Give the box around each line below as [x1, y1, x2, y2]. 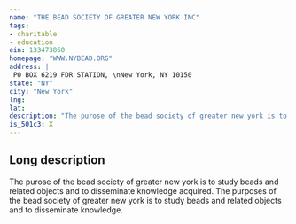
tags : [9, 21, 29, 30]
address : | [9, 63, 50, 72]
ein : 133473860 [9, 46, 66, 55]
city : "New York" [9, 87, 74, 96]
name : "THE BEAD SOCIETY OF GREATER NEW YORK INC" [9, 12, 200, 22]
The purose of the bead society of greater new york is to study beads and [9, 176, 279, 187]
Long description [9, 152, 105, 168]
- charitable [9, 29, 58, 38]
